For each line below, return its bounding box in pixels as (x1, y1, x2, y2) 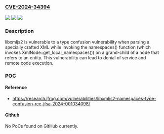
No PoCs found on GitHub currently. (5, 123, 79, 129)
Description (5, 28, 34, 35)
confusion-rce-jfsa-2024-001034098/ (12, 100, 90, 107)
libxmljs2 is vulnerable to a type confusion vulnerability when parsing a (5, 39, 150, 45)
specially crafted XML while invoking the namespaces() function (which (5, 44, 151, 50)
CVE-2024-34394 (5, 3, 50, 10)
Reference (5, 85, 27, 90)
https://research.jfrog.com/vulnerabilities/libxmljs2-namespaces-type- (12, 95, 157, 101)
